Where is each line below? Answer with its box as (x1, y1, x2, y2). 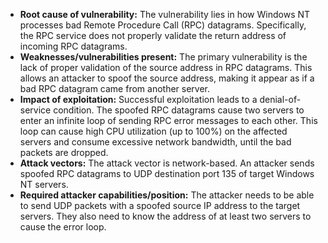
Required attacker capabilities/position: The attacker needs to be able (19, 189, 315, 201)
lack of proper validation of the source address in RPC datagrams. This (19, 62, 313, 73)
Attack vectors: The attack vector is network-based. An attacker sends (19, 157, 315, 169)
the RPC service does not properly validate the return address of (19, 30, 287, 41)
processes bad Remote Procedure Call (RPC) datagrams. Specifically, (19, 19, 307, 31)
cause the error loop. (19, 221, 107, 233)
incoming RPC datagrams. (19, 40, 128, 52)
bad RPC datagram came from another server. (19, 83, 211, 94)
